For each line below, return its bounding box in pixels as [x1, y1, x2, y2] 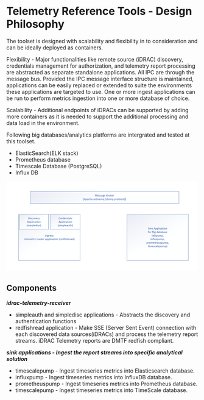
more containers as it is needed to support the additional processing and [6, 113, 189, 120]
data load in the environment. [6, 119, 80, 126]
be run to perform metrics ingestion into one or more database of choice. [6, 95, 190, 102]
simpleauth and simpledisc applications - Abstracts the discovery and [15, 311, 191, 318]
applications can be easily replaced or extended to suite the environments [6, 81, 192, 89]
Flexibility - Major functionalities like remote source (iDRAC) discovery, [6, 55, 184, 63]
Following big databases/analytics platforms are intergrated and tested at [6, 131, 190, 138]
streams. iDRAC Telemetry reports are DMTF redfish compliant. [15, 337, 174, 344]
